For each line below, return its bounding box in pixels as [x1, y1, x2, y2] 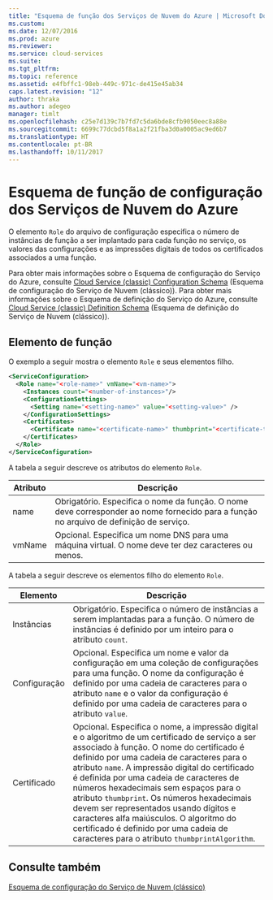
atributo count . [72, 634, 128, 645]
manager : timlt [8, 110, 60, 119]
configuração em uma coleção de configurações [72, 657, 258, 669]
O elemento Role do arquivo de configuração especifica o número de [8, 227, 240, 236]
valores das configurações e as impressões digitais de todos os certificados [8, 244, 264, 254]
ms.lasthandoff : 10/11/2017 [8, 148, 104, 156]
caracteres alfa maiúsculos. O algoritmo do [72, 812, 237, 824]
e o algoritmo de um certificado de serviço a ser [72, 731, 256, 742]
